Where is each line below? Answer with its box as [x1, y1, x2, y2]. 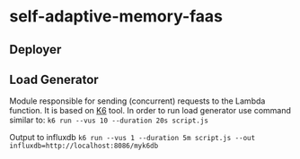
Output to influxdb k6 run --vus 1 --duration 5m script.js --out [9, 132, 256, 143]
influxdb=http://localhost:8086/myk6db [9, 141, 159, 151]
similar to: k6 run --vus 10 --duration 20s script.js [9, 114, 209, 126]
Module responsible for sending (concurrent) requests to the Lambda [9, 96, 266, 106]
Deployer [9, 42, 62, 57]
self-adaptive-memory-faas [9, 6, 223, 27]
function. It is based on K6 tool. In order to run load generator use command [9, 105, 292, 116]
